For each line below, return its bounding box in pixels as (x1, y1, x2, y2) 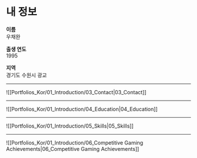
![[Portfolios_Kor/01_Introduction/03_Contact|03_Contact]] (6, 88, 147, 95)
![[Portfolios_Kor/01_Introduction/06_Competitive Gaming (6, 139, 144, 146)
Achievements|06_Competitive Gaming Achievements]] (6, 145, 140, 152)
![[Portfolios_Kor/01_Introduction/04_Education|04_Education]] (6, 105, 158, 112)
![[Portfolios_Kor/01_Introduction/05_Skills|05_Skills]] (6, 122, 134, 129)
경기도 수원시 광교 (6, 71, 47, 78)
